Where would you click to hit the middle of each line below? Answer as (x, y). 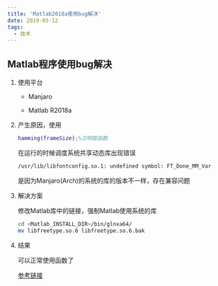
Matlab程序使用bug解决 (60, 64)
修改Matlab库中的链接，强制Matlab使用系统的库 (87, 210)
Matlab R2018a (50, 110)
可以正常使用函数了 (46, 260)
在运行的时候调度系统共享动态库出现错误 (76, 152)
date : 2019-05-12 (33, 21)
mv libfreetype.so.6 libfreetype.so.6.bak (81, 231)
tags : (15, 27)
